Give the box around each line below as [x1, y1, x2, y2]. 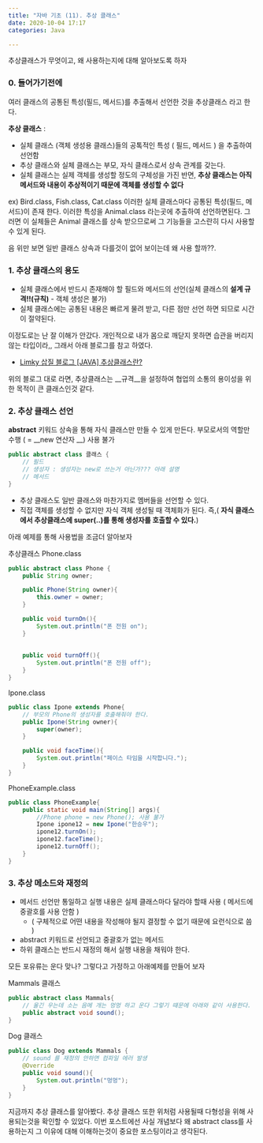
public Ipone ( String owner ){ [22, 718, 118, 726]
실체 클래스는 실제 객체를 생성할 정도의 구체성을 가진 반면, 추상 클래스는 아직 [19, 170, 252, 179]
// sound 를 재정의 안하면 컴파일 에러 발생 [22, 1055, 148, 1062]
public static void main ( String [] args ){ [22, 806, 160, 814]
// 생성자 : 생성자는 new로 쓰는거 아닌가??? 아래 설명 [22, 465, 180, 474]
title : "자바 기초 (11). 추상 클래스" [8, 11, 120, 20]
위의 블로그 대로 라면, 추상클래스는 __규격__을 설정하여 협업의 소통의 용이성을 [8, 374, 244, 383]
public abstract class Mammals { [8, 994, 114, 1002]
